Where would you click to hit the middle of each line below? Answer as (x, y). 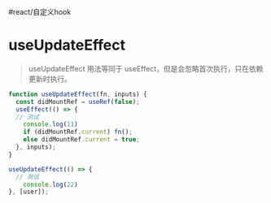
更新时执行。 (50, 79)
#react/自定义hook (40, 12)
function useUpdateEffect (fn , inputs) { (78, 94)
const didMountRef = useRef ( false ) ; (78, 101)
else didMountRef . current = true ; (81, 140)
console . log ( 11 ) (51, 124)
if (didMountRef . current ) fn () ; (78, 132)
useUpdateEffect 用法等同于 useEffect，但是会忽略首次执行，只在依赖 (146, 68)
